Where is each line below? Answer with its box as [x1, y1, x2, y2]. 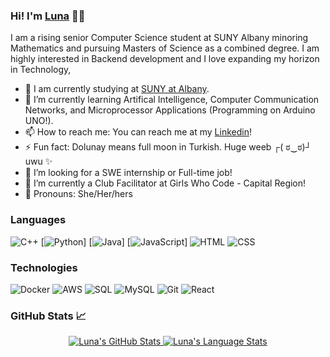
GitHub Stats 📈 [10, 309, 87, 323]
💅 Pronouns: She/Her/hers [24, 188, 133, 200]
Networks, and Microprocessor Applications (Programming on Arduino [24, 104, 316, 116]
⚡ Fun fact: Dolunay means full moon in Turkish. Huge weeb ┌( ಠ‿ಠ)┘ [24, 141, 312, 153]
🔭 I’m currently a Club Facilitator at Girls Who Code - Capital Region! [24, 177, 307, 189]
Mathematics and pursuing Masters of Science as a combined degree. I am [10, 42, 320, 54]
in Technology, [10, 64, 72, 76]
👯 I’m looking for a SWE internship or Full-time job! [24, 167, 233, 179]
